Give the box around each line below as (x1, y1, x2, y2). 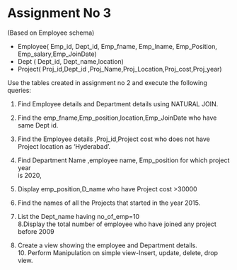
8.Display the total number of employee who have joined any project (17, 220, 217, 228)
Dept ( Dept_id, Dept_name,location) (17, 57, 124, 65)
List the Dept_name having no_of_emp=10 (17, 212, 140, 220)
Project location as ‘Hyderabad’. (17, 142, 111, 150)
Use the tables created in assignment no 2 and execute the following (7, 78, 207, 86)
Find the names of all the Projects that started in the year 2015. (17, 198, 201, 207)
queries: (7, 86, 32, 94)
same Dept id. (17, 120, 59, 129)
